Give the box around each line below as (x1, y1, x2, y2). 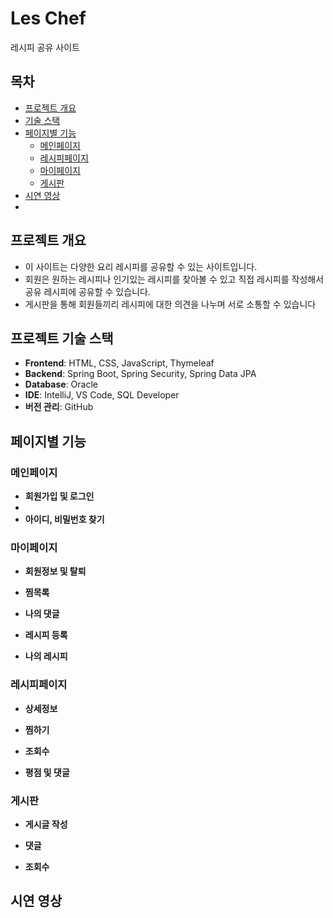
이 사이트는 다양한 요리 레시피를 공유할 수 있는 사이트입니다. (24, 260, 258, 272)
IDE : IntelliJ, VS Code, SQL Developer (24, 389, 180, 401)
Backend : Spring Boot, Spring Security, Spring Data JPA (24, 368, 257, 380)
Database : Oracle (24, 378, 98, 391)
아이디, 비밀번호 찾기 (24, 513, 105, 526)
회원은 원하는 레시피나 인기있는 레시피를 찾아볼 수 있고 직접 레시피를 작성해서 (24, 273, 325, 285)
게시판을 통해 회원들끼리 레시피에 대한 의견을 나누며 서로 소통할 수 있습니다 (24, 298, 317, 310)
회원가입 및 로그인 (24, 490, 95, 502)
